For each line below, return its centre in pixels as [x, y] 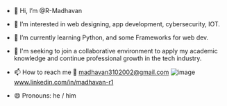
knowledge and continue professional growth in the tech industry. [108, 58]
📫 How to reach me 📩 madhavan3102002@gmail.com [91, 72]
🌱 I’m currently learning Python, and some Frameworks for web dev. [111, 37]
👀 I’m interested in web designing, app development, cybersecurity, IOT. [117, 24]
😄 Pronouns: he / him [45, 96]
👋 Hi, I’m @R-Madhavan [48, 11]
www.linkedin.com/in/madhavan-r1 [64, 82]
